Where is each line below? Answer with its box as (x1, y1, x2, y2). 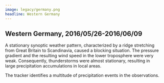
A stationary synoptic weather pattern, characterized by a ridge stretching (5, 42, 155, 49)
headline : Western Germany (5, 12, 60, 17)
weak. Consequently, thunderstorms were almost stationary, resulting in (5, 58, 150, 64)
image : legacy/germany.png (5, 7, 60, 12)
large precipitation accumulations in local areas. (5, 63, 102, 69)
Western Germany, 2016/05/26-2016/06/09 (5, 30, 142, 38)
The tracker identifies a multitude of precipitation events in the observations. (5, 72, 160, 78)
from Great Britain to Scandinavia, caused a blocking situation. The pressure (5, 48, 159, 53)
